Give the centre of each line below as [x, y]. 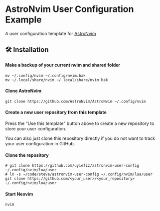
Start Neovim [19, 194]
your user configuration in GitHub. [40, 143]
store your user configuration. [36, 128]
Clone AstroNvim [23, 91]
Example [23, 20]
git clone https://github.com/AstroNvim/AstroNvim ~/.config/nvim [76, 101]
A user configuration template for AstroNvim [51, 33]
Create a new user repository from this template [56, 112]
